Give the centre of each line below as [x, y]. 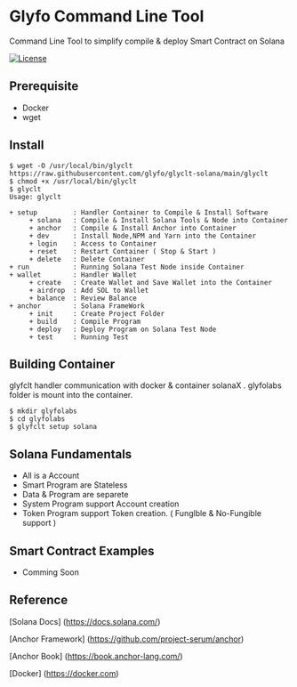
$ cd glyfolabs [37, 419]
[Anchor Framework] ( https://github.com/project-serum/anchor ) [127, 639]
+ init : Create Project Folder [97, 313]
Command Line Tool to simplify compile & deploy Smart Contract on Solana [147, 41]
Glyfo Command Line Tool [107, 16]
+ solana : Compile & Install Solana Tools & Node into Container [159, 220]
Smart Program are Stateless [75, 485]
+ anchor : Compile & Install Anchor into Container [133, 228]
